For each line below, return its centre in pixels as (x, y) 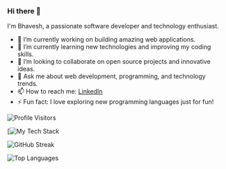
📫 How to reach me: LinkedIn (60, 91)
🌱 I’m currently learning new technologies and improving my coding (114, 47)
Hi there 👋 (24, 11)
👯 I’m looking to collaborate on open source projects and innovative (114, 62)
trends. (27, 84)
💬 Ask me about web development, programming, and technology (112, 76)
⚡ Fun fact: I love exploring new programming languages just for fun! (115, 102)
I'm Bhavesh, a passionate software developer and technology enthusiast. (113, 26)
